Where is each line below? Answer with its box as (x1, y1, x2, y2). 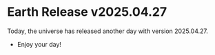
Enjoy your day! (17, 40, 62, 48)
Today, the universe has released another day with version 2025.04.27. (7, 27, 209, 35)
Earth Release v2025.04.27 (7, 4, 167, 20)
